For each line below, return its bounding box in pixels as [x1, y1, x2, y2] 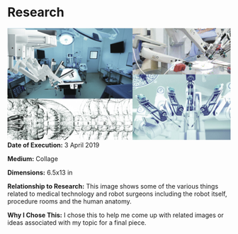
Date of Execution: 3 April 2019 [7, 140, 100, 149]
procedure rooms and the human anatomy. [7, 196, 132, 206]
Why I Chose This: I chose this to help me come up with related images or [7, 211, 225, 219]
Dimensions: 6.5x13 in [7, 168, 73, 177]
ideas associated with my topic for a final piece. [7, 218, 147, 227]
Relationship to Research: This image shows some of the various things [7, 182, 219, 190]
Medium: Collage [7, 154, 59, 163]
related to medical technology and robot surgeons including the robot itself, [7, 189, 227, 198]
